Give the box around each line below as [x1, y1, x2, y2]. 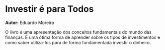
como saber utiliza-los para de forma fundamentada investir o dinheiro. [5, 39, 151, 45]
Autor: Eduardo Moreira [5, 20, 54, 25]
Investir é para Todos [5, 3, 94, 15]
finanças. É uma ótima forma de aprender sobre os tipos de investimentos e [5, 34, 161, 40]
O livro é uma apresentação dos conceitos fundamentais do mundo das [5, 29, 152, 35]
